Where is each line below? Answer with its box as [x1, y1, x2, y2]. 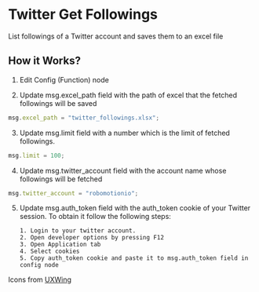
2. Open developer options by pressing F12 [19, 234, 165, 242]
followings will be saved [19, 98, 97, 108]
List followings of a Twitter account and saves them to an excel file [8, 31, 224, 41]
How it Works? [8, 54, 81, 68]
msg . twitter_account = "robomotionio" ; [8, 189, 139, 197]
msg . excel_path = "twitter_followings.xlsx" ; [8, 114, 159, 122]
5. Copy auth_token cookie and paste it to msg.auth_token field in [19, 254, 249, 262]
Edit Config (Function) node [19, 75, 110, 84]
